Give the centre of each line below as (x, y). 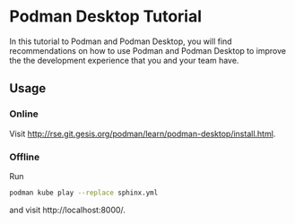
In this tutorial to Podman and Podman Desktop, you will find (121, 41)
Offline (25, 157)
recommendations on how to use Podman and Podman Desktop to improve (148, 50)
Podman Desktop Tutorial (106, 17)
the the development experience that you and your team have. (124, 60)
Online (24, 114)
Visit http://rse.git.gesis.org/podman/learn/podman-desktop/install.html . (143, 134)
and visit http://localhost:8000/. (67, 210)
